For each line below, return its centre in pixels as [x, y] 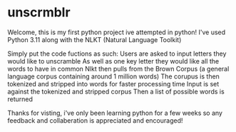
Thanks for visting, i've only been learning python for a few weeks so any [115, 113]
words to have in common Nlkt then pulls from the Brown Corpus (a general [118, 68]
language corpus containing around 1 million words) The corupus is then [113, 76]
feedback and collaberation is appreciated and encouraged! [95, 120]
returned [20, 99]
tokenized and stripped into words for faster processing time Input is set [113, 83]
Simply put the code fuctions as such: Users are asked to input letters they [117, 54]
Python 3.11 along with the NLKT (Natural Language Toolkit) [94, 39]
